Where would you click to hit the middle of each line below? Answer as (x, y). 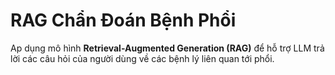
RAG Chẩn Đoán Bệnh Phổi (123, 20)
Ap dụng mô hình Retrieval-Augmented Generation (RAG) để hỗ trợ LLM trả (167, 48)
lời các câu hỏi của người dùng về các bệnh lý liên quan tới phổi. (142, 58)
